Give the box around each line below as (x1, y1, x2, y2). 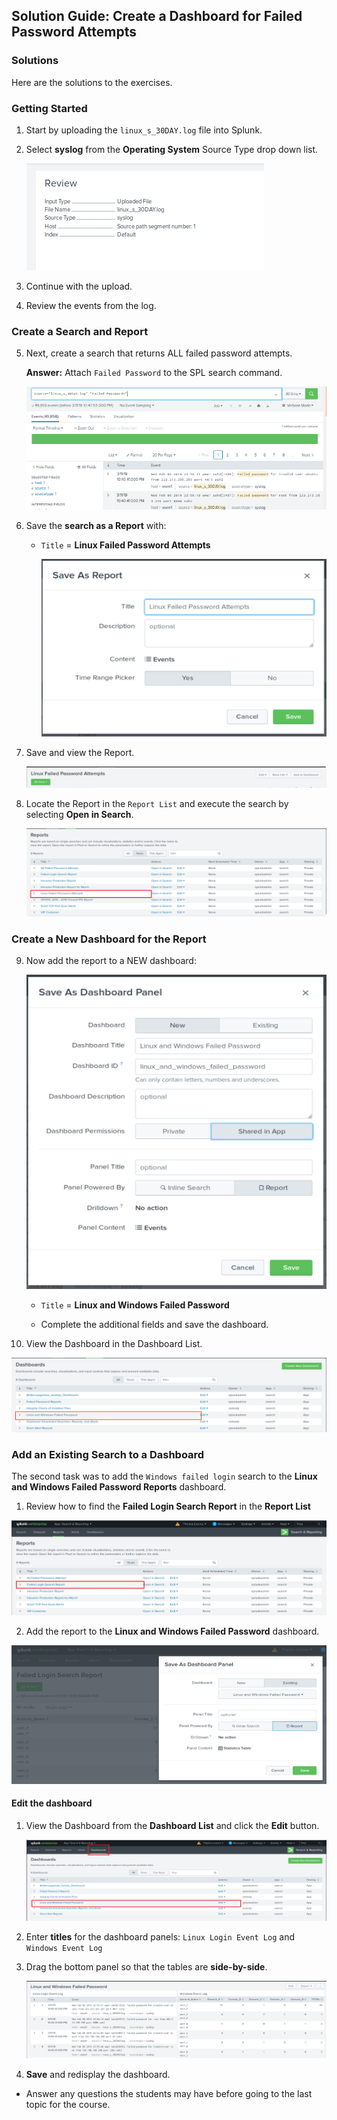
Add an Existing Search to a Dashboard (11, 1447, 205, 1461)
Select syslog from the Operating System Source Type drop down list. (25, 143, 319, 155)
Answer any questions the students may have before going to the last (25, 2088, 313, 2100)
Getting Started (11, 101, 88, 115)
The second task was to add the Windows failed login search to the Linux (11, 1470, 318, 1483)
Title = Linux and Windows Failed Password (40, 1299, 230, 1311)
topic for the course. (25, 2099, 111, 2111)
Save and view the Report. (25, 747, 135, 759)
